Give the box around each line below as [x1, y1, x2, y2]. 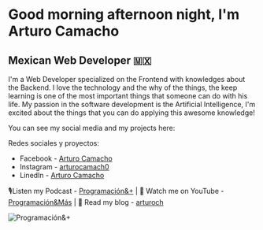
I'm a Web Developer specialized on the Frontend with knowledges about [8, 75, 246, 83]
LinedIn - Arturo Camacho [19, 171, 105, 180]
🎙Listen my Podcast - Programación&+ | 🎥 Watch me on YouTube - [8, 187, 224, 195]
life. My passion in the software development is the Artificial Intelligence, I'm [8, 100, 256, 109]
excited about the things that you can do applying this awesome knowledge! [8, 108, 256, 117]
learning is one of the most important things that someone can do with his [8, 91, 248, 100]
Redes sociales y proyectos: [8, 139, 100, 147]
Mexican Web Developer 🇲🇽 [8, 54, 152, 67]
